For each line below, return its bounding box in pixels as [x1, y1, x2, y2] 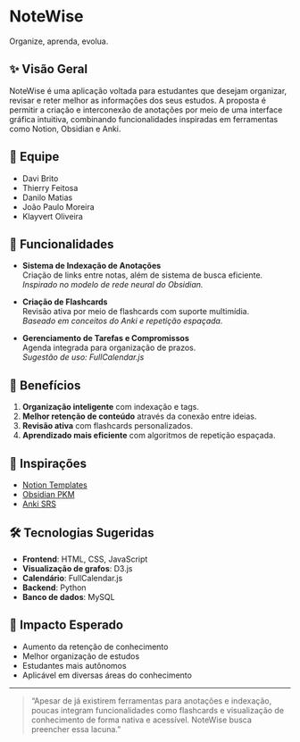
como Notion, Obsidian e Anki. [9, 123, 121, 134]
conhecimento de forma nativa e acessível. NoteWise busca [30, 714, 253, 725]
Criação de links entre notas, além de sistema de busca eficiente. [21, 270, 263, 280]
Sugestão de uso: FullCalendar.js [21, 352, 145, 363]
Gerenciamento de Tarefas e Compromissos [21, 333, 189, 344]
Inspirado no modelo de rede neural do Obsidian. [21, 279, 204, 290]
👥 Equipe [9, 149, 60, 164]
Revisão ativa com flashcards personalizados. [21, 421, 194, 431]
